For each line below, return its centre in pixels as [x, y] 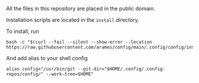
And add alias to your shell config [47, 58]
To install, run [23, 31]
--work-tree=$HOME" [70, 74]
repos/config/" [25, 74]
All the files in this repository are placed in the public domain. [81, 9]
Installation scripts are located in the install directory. [73, 20]
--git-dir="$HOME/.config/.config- [122, 69]
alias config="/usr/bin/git [41, 69]
